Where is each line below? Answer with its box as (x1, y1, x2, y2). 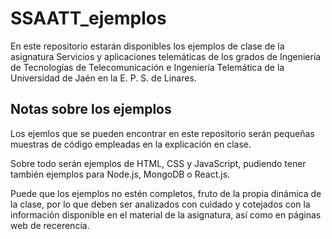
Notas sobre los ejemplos (10, 101, 172, 118)
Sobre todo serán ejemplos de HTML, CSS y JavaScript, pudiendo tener (10, 157, 307, 169)
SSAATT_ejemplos (10, 7, 167, 30)
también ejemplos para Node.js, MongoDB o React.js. (10, 168, 231, 180)
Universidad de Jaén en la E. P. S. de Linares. (10, 72, 197, 84)
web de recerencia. (10, 219, 90, 231)
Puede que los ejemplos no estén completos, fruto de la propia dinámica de (10, 187, 322, 199)
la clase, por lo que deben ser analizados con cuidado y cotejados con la (10, 198, 311, 210)
